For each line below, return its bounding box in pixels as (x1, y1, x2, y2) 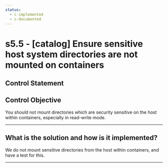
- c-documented (9, 16, 41, 21)
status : (5, 7, 21, 12)
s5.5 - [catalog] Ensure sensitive (5, 38, 143, 49)
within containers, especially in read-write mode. (5, 114, 106, 120)
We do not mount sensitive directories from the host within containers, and (5, 147, 159, 153)
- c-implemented (9, 12, 43, 17)
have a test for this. (5, 152, 45, 158)
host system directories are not (5, 48, 138, 60)
